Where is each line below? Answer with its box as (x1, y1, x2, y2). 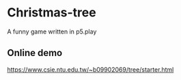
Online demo (7, 47, 63, 59)
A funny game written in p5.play (7, 27, 97, 36)
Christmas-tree (7, 5, 97, 21)
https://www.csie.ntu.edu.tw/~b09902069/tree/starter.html (7, 65, 174, 73)
